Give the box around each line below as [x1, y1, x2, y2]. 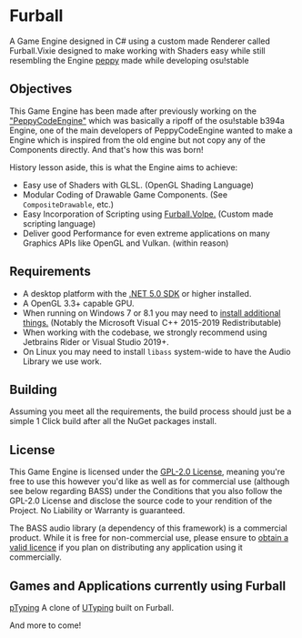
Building [9, 381, 57, 397]
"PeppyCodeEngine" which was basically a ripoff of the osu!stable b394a [9, 115, 285, 126]
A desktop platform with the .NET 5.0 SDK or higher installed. [22, 288, 252, 299]
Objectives [9, 81, 73, 96]
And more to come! [9, 620, 82, 631]
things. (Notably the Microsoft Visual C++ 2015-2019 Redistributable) [22, 317, 282, 328]
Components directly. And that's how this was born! [9, 144, 204, 155]
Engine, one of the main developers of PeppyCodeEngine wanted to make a [9, 125, 293, 136]
